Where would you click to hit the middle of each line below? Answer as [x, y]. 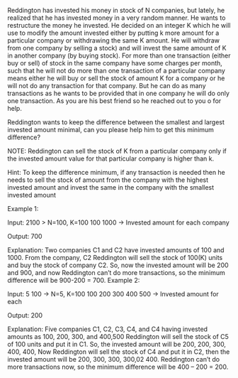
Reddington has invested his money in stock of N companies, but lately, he [116, 10]
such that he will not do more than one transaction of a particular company [116, 71]
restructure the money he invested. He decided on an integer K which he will [119, 25]
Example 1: [23, 209]
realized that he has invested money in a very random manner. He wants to [117, 18]
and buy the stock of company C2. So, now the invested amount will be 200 [118, 265]
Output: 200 [25, 315]
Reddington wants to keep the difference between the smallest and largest [116, 122]
